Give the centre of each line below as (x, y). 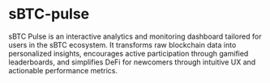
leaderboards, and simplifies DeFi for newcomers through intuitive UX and (132, 62)
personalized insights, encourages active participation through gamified (129, 53)
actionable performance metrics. (63, 70)
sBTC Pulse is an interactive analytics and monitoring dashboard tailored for (135, 36)
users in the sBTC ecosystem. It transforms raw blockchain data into (122, 44)
